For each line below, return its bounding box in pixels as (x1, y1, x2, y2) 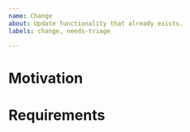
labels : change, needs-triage (8, 27, 111, 35)
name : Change (8, 11, 53, 20)
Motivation (8, 69, 84, 87)
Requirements (8, 106, 106, 124)
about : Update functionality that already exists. (8, 19, 184, 28)
